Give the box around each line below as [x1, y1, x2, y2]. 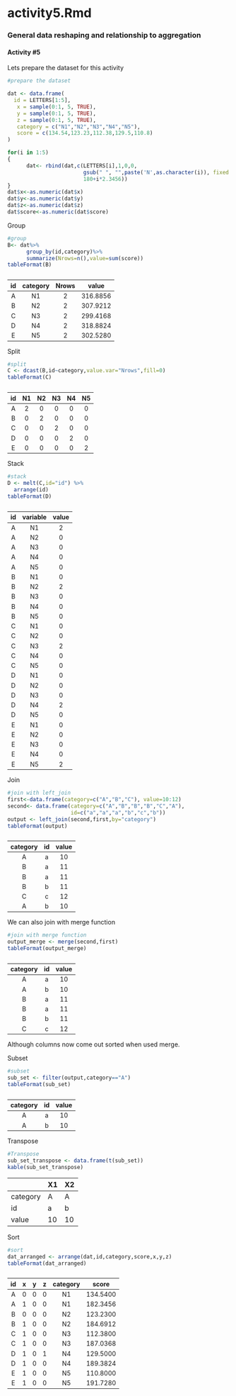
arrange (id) [13, 486, 49, 493]
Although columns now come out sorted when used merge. [7, 1040, 180, 1049]
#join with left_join [7, 789, 71, 797]
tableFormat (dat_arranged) [7, 1260, 87, 1267]
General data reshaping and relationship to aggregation [7, 30, 201, 40]
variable [22, 513, 47, 522]
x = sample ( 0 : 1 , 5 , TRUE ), [16, 103, 97, 111]
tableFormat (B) [7, 261, 52, 269]
